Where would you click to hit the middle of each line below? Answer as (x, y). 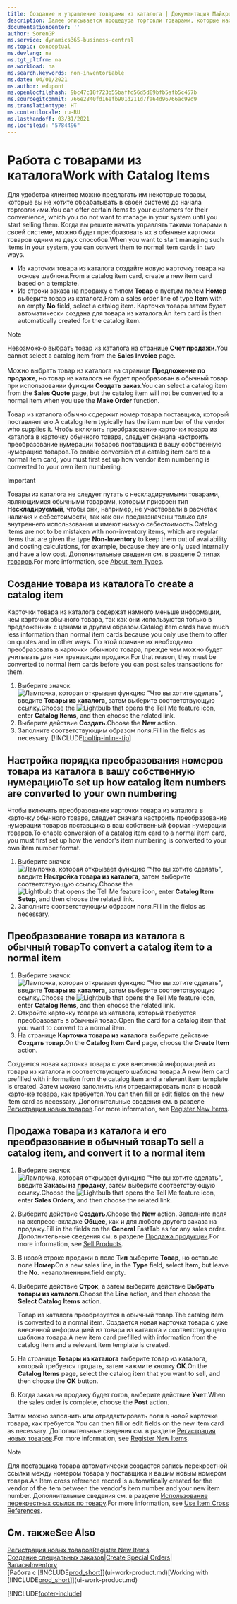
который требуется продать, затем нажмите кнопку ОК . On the (112, 1365)
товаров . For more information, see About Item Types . (85, 562)
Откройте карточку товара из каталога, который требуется (107, 1013)
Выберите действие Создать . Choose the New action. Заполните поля (122, 1214)
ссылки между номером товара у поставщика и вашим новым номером (117, 1473)
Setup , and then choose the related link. (76, 899)
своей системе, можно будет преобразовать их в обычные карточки (111, 232)
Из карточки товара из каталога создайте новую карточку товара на (121, 268)
